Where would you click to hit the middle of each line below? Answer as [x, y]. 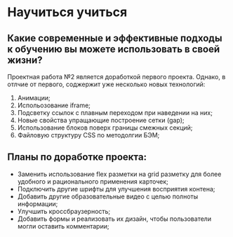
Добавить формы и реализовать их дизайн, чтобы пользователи [114, 219]
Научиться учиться [67, 12]
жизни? [25, 60]
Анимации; [34, 98]
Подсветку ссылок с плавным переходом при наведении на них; [115, 113]
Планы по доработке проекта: [77, 157]
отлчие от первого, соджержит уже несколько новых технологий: [106, 84]
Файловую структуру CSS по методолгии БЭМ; [88, 135]
